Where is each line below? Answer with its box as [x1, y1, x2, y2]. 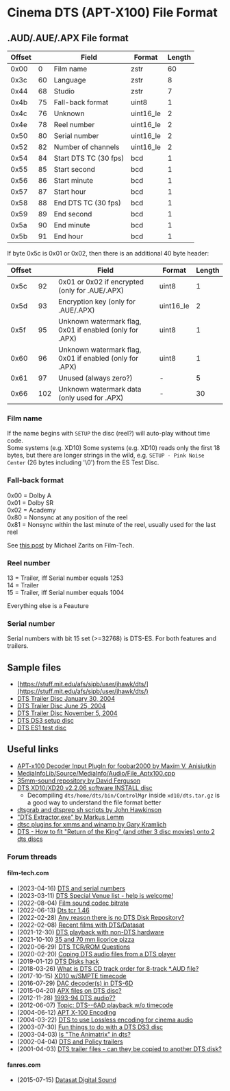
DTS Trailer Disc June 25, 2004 [16, 702, 106, 710]
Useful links [7, 743, 60, 755]
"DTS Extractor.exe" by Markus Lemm [16, 813, 125, 821]
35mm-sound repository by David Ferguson [16, 776, 141, 785]
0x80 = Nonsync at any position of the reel [7, 513, 128, 521]
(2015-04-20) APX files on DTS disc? [16, 986, 122, 994]
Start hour [53, 187, 87, 196]
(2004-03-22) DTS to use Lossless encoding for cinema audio [16, 1015, 194, 1024]
